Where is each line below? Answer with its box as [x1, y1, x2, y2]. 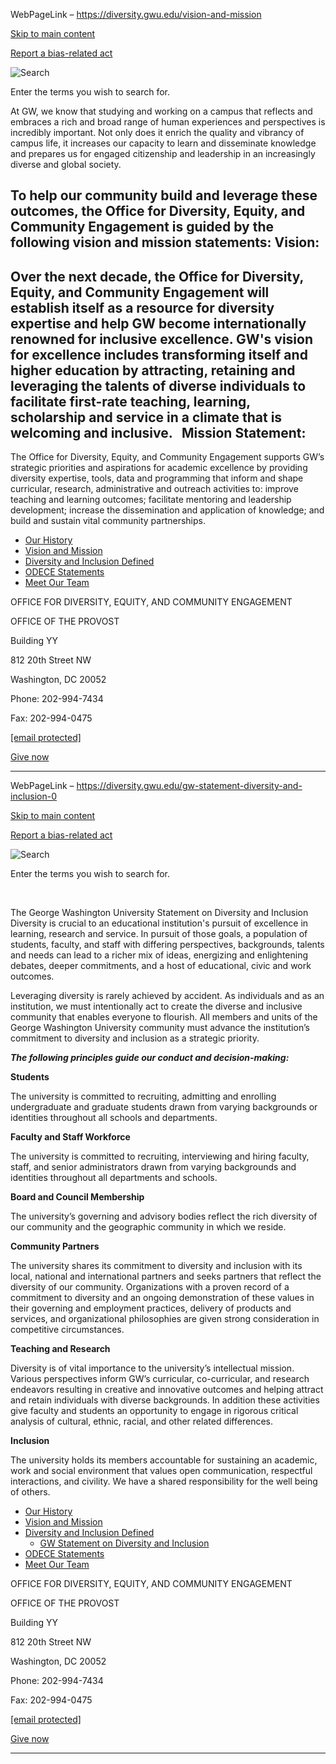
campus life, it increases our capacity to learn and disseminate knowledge [10, 137, 317, 149]
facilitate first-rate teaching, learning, [10, 393, 251, 410]
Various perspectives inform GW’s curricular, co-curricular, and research [10, 1373, 310, 1385]
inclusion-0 [10, 790, 58, 803]
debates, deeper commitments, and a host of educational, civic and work [10, 960, 312, 972]
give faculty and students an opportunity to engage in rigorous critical [10, 1405, 299, 1417]
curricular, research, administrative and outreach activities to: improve [10, 483, 299, 495]
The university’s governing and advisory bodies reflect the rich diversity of [10, 1210, 318, 1223]
